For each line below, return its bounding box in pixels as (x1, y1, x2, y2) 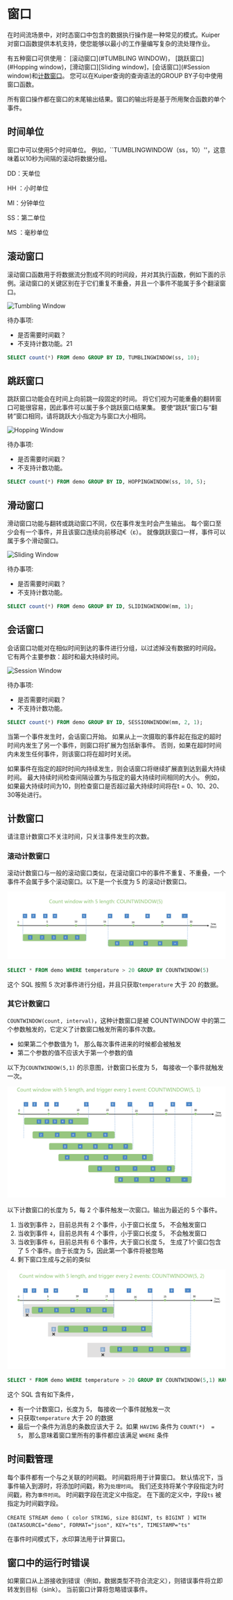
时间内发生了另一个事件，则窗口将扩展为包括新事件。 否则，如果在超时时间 (7, 741, 222, 749)
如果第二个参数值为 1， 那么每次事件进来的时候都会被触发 (17, 1039, 182, 1048)
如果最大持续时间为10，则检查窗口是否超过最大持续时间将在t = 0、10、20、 (7, 782, 223, 790)
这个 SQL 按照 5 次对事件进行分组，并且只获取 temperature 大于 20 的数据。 (7, 980, 223, 989)
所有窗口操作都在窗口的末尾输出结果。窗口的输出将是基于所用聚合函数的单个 (7, 94, 226, 103)
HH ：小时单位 (7, 183, 49, 192)
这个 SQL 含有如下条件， (7, 1390, 78, 1399)
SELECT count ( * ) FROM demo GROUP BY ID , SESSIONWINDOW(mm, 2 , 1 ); (7, 718, 203, 726)
